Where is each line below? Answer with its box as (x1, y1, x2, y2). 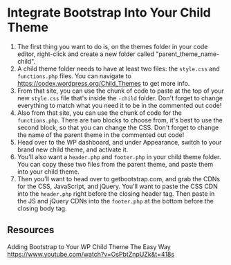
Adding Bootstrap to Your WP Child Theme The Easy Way (7, 242, 171, 250)
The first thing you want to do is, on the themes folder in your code (17, 42, 208, 51)
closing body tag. (17, 204, 67, 212)
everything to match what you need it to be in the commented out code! (17, 101, 222, 109)
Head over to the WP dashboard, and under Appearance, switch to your (17, 138, 222, 146)
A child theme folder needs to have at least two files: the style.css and (17, 64, 220, 73)
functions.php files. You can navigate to (17, 71, 131, 80)
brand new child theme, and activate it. (17, 145, 129, 154)
